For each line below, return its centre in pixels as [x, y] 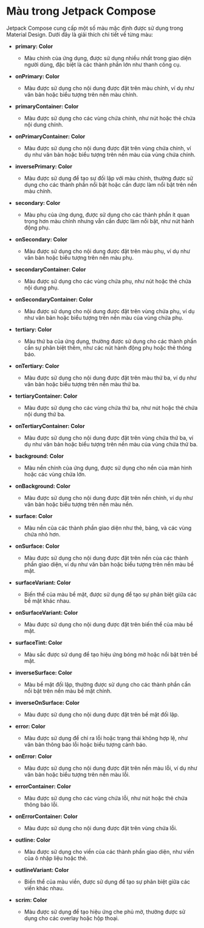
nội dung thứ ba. [45, 414]
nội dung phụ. [42, 288]
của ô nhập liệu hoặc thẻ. [56, 858]
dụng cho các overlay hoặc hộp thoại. [72, 918]
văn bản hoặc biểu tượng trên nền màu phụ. [79, 257]
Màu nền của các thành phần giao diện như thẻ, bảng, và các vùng [108, 528]
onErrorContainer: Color [46, 816]
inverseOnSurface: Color [47, 702]
